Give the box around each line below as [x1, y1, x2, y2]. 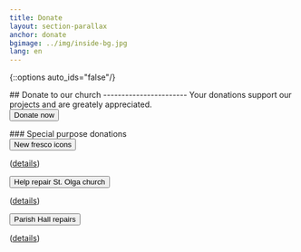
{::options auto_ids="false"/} [9, 72, 116, 82]
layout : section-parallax [9, 22, 107, 31]
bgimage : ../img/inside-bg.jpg [9, 38, 128, 48]
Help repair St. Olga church [14, 178, 106, 187]
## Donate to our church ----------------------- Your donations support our [9, 90, 292, 101]
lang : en [9, 47, 43, 56]
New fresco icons [14, 140, 73, 150]
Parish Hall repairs [14, 215, 76, 225]
